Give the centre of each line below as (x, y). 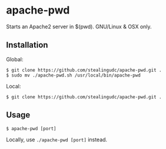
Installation (27, 45)
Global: (15, 59)
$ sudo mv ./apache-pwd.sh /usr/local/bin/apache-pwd (74, 75)
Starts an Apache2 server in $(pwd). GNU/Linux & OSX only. (79, 27)
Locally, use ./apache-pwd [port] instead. (57, 140)
